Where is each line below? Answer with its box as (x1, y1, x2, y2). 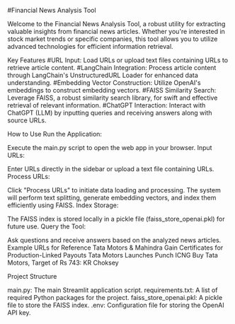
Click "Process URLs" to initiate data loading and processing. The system (7, 186, 221, 194)
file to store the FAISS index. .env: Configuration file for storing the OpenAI (7, 301, 224, 309)
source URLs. (7, 116, 47, 125)
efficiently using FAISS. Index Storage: (7, 201, 119, 209)
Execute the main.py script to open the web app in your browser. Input (7, 144, 212, 151)
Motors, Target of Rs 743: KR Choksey (7, 258, 119, 267)
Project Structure (7, 272, 57, 280)
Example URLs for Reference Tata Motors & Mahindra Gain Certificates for (7, 243, 224, 252)
